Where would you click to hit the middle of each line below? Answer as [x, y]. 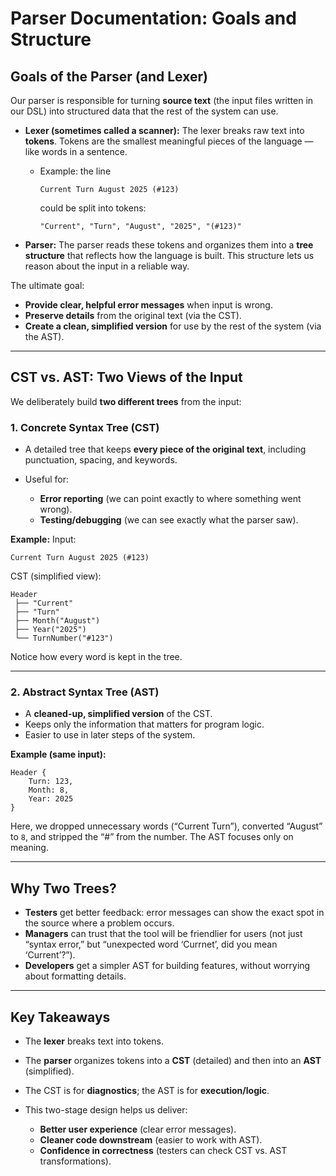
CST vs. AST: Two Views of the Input [126, 377]
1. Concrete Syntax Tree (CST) [85, 427]
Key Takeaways [60, 1017]
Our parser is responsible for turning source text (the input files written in [162, 100]
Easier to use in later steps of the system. [110, 735]
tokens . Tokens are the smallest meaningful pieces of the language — [169, 141]
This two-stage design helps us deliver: [106, 1110]
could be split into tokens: [93, 208]
